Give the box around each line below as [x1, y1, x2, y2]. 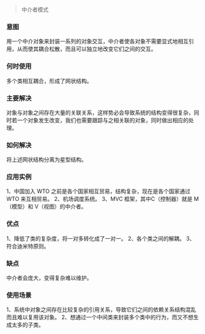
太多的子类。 [11, 321, 44, 329]
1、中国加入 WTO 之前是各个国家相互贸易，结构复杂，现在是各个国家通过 [6, 187, 191, 195]
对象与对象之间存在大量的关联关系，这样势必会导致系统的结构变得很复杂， [6, 109, 194, 116]
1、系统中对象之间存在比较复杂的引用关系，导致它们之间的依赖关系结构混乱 [6, 306, 196, 313]
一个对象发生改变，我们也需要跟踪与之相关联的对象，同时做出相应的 [17, 116, 188, 124]
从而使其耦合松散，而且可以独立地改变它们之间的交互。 [17, 45, 157, 53]
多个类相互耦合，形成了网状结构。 [6, 77, 92, 84]
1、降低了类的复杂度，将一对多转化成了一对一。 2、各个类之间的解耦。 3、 [6, 234, 195, 242]
